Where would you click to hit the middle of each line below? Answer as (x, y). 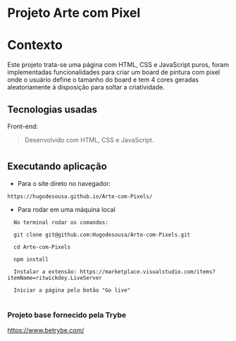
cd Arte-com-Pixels (42, 247)
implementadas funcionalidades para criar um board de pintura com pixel (114, 73)
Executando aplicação (57, 167)
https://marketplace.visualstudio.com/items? (148, 272)
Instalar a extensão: (45, 272)
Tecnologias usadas (52, 110)
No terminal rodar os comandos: (61, 222)
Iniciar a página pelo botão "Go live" (72, 290)
